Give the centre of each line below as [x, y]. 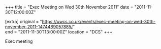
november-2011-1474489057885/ [39, 27]
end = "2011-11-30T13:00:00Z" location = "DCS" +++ [59, 32]
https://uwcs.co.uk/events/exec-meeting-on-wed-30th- [99, 22]
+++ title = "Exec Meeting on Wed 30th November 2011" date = [69, 7]
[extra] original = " [24, 22]
